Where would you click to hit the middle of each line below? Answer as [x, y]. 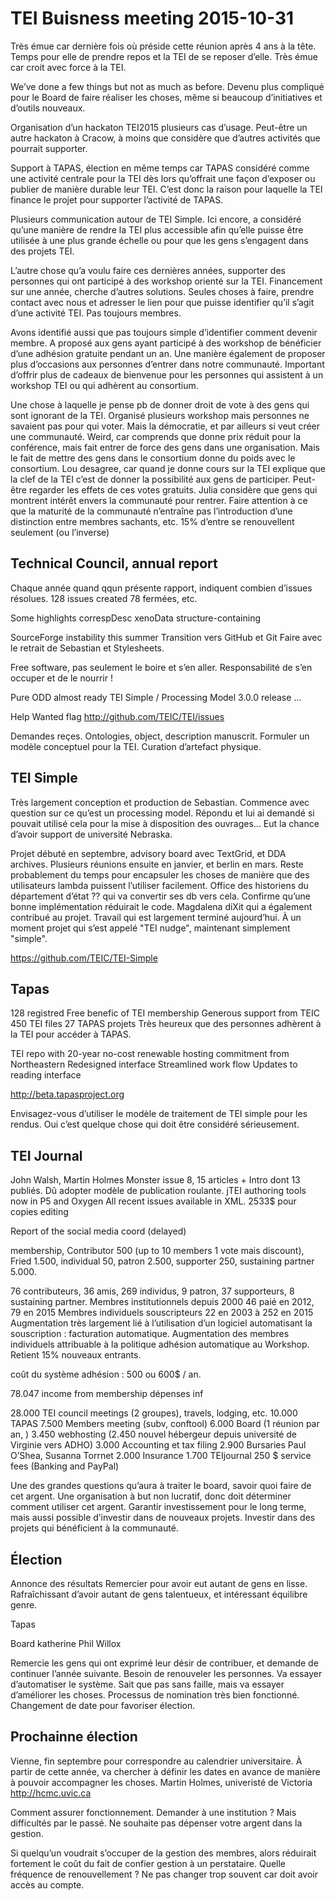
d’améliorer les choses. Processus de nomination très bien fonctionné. [155, 1695]
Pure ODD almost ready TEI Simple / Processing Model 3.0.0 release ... [156, 697]
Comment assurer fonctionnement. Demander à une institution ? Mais [153, 1812]
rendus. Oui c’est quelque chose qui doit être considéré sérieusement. [155, 1124]
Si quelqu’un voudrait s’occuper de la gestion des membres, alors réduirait [163, 1853]
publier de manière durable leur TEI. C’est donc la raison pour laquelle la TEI [166, 189]
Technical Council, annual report [114, 563]
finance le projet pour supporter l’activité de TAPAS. [117, 199]
